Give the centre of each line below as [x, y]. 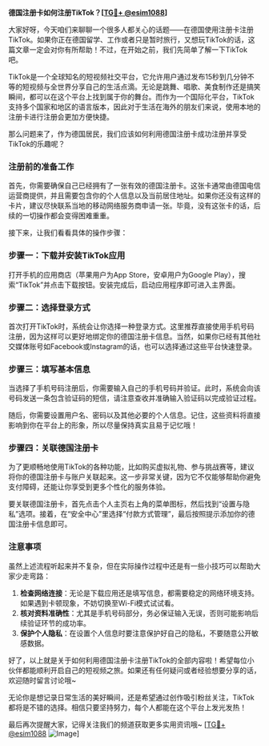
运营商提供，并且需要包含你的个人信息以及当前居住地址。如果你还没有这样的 [134, 196]
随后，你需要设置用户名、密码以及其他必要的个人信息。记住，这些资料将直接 [134, 416]
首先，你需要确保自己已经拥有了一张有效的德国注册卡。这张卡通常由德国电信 [134, 186]
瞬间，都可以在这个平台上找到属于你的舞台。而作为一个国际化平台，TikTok [131, 97]
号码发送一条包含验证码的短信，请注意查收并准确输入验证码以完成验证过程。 [134, 398]
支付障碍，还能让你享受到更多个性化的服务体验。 [89, 487]
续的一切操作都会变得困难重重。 [61, 216]
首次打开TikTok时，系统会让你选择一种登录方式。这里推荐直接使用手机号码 [131, 326]
